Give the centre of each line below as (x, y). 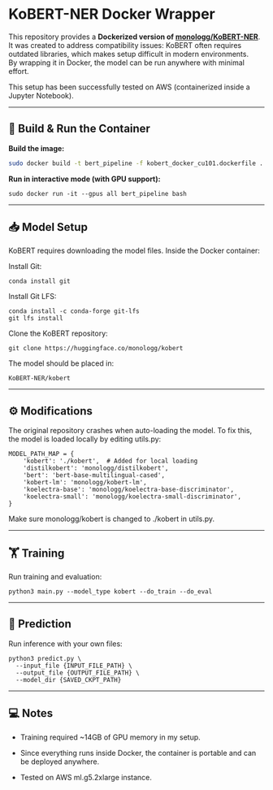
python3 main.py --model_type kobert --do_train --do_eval (110, 592)
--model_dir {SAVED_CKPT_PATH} (69, 679)
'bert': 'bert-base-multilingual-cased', (94, 475)
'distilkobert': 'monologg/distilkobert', (96, 468)
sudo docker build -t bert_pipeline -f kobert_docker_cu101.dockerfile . (136, 163)
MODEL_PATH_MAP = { (41, 454)
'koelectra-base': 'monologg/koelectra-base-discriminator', (128, 490)
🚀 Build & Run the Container (79, 129)
